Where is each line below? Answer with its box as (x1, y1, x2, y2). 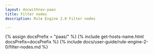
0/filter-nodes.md (5, 44, 41, 50)
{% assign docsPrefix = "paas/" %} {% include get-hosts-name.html (5, 34, 144, 39)
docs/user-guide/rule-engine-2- (83, 39, 149, 45)
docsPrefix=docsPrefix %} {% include (5, 39, 82, 45)
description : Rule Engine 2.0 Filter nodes (5, 16, 96, 21)
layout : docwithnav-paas (5, 7, 56, 12)
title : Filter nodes (5, 12, 48, 17)
